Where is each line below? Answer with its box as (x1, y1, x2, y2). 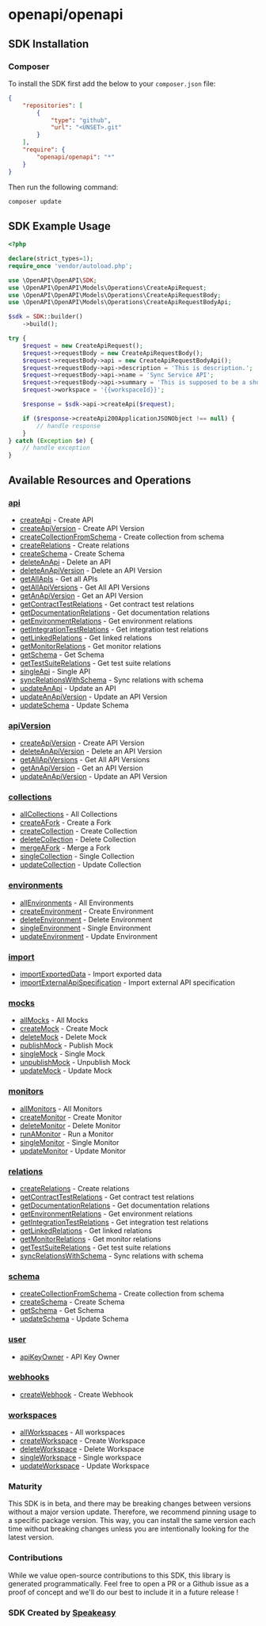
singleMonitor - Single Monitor (19, 1137, 120, 1147)
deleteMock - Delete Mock (19, 1032, 107, 1042)
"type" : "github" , (50, 116, 112, 124)
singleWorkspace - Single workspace (19, 1452, 142, 1463)
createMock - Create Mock (19, 1024, 108, 1033)
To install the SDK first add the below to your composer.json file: (8, 78, 216, 88)
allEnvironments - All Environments (19, 898, 135, 907)
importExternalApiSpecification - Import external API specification (19, 978, 236, 987)
